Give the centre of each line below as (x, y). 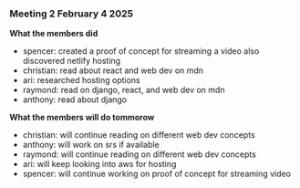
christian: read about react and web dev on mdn (113, 70)
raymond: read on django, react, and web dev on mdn (124, 90)
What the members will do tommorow (82, 118)
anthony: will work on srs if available (91, 145)
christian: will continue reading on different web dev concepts (139, 135)
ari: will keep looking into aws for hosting (99, 164)
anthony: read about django (75, 99)
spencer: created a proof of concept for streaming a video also (141, 51)
